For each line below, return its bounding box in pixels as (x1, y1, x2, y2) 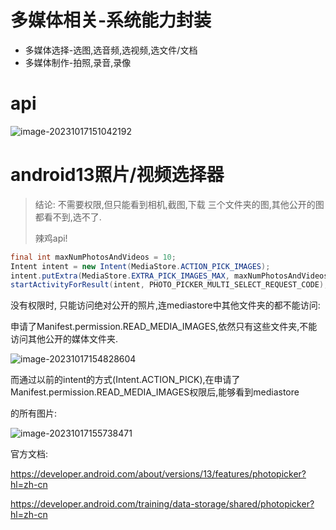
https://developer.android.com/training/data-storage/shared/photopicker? (10, 498, 315, 510)
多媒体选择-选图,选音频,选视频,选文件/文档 (24, 44, 198, 56)
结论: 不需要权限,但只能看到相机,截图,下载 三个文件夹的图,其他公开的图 (34, 198, 325, 210)
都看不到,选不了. (34, 211, 102, 223)
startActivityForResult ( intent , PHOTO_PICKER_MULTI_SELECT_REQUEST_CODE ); (10, 280, 329, 290)
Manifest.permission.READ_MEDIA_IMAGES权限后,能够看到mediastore (10, 386, 300, 398)
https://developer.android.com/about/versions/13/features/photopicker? (10, 468, 307, 480)
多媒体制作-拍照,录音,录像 (24, 56, 132, 68)
